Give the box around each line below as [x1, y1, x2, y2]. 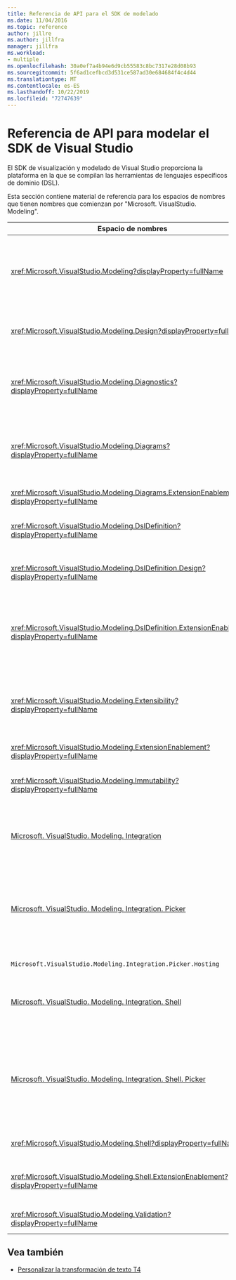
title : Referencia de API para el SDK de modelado [7, 10, 159, 18]
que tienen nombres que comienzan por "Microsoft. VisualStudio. [7, 200, 197, 208]
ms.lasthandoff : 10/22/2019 [7, 89, 90, 96]
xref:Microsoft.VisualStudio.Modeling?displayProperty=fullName [11, 266, 223, 276]
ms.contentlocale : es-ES [7, 82, 80, 89]
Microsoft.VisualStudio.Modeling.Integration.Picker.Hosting [11, 960, 220, 968]
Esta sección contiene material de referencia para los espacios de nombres [7, 192, 225, 200]
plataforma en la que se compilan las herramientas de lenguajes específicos [7, 171, 228, 179]
